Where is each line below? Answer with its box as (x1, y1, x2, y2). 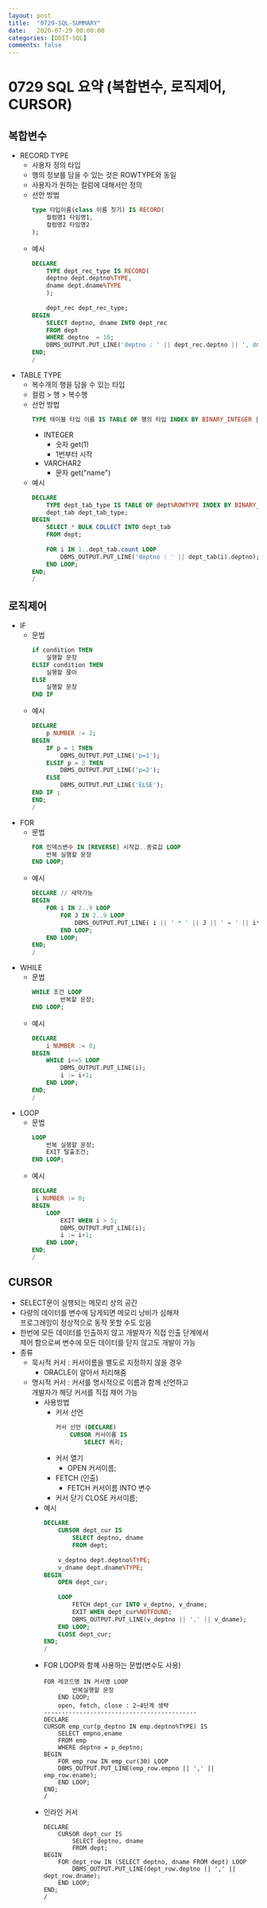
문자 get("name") (55, 468, 111, 477)
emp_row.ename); (43, 1772, 98, 1780)
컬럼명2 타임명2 (46, 221, 90, 229)
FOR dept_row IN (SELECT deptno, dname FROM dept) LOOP (58, 1858, 247, 1867)
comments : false (8, 41, 62, 49)
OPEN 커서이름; (67, 1463, 117, 1473)
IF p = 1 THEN (46, 744, 93, 752)
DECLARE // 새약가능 (31, 889, 94, 897)
